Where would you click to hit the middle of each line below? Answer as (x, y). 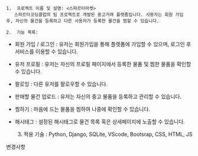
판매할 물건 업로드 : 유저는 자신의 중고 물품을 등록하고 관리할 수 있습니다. (98, 97)
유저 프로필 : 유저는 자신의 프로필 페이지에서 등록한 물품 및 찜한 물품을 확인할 (103, 64)
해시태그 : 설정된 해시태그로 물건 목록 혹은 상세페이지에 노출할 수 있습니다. (100, 122)
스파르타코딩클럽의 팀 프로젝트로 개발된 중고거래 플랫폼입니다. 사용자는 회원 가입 (99, 15)
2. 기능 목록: (22, 32)
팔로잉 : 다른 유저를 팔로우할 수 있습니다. (61, 84)
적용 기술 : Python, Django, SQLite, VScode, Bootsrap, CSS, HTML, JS (108, 134)
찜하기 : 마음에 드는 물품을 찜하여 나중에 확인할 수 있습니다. (82, 109)
